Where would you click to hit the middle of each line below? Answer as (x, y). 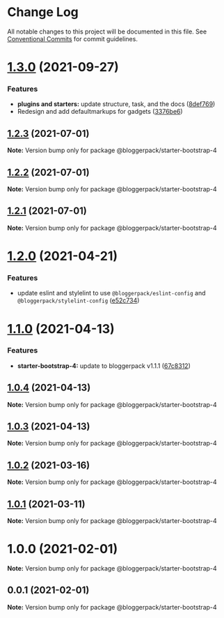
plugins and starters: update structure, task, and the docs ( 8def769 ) (116, 104)
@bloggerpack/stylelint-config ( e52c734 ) (78, 300)
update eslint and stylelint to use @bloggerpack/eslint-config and (112, 293)
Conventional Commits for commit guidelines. (72, 38)
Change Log (43, 12)
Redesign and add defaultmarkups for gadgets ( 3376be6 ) (100, 112)
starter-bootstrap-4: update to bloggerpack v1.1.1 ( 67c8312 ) (104, 366)
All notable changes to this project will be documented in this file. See (107, 31)
